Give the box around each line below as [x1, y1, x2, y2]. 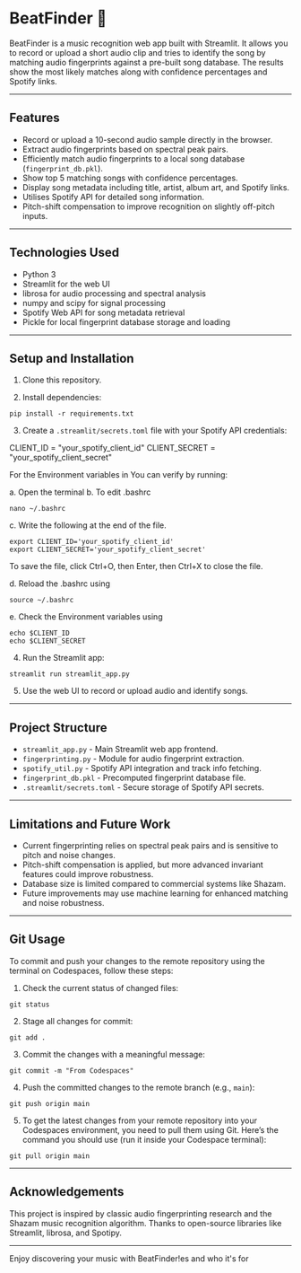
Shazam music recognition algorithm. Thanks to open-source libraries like [9, 1217, 282, 1228]
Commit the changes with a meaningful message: [21, 1049, 206, 1059]
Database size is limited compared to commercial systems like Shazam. [21, 879, 287, 889]
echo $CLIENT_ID [9, 628, 70, 638]
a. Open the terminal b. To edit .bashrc [9, 487, 151, 497]
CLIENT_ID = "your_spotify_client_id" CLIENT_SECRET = [9, 443, 216, 453]
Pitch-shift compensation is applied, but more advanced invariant [21, 859, 264, 870]
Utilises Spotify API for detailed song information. [21, 191, 204, 202]
